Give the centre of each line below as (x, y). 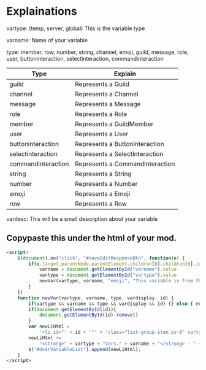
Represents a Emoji (103, 193)
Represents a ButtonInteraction (120, 144)
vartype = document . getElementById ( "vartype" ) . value (108, 275)
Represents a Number (106, 183)
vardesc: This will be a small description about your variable (82, 218)
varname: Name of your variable (47, 40)
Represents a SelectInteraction (119, 153)
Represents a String (103, 174)
